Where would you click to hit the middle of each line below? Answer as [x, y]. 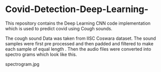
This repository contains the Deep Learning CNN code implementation [78, 23]
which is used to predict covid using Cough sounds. [59, 28]
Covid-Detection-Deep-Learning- [77, 9]
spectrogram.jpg [22, 64]
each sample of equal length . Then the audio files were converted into [78, 49]
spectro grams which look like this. [41, 54]
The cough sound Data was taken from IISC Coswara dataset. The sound [81, 38]
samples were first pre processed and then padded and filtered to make [79, 43]
